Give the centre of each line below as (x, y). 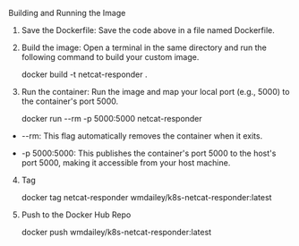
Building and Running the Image (67, 13)
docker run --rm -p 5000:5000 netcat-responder (111, 119)
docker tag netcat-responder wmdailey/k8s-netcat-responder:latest (146, 197)
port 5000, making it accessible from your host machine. (126, 163)
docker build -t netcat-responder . (85, 74)
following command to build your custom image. (110, 57)
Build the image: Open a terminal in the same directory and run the (144, 47)
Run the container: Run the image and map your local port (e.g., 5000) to (155, 92)
